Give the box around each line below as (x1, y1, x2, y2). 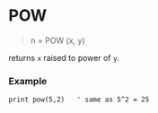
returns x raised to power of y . (8, 52, 120, 63)
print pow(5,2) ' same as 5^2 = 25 (8, 95, 150, 104)
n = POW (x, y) (30, 35, 86, 46)
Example (8, 74, 48, 87)
